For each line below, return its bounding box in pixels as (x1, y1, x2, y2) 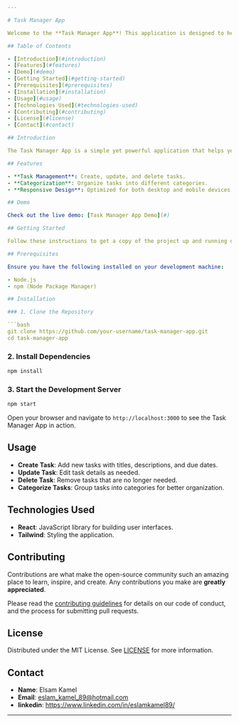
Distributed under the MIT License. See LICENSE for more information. (7, 646, 214, 655)
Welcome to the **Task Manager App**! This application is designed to (7, 29, 224, 36)
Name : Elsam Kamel (17, 685, 78, 695)
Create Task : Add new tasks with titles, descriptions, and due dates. (17, 460, 218, 469)
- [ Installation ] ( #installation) (7, 88, 107, 95)
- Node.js (7, 276, 37, 284)
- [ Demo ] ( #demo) (7, 68, 55, 76)
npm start (7, 400, 37, 408)
